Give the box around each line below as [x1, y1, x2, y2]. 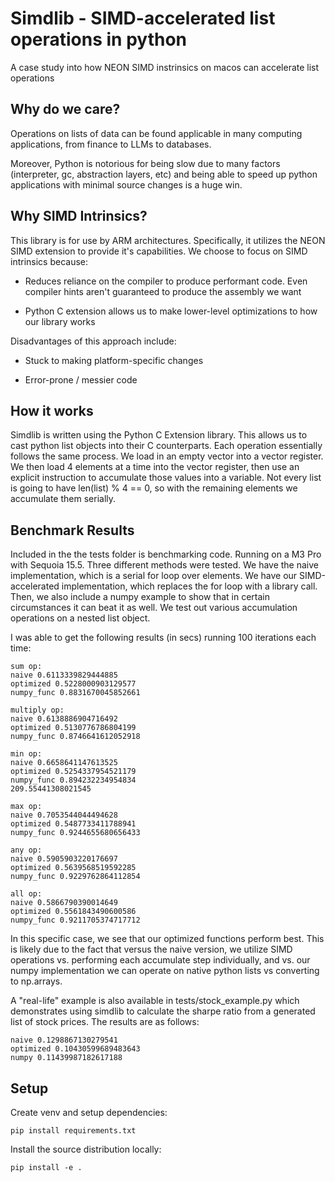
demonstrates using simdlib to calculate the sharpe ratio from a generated [10, 1005, 316, 1017]
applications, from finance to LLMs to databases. [10, 138, 212, 150]
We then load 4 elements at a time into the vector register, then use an [10, 461, 300, 473]
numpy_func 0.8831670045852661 [10, 688, 141, 698]
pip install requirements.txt [10, 1126, 137, 1136]
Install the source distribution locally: [10, 1143, 162, 1155]
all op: [10, 889, 43, 899]
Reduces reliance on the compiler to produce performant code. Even [24, 275, 308, 287]
